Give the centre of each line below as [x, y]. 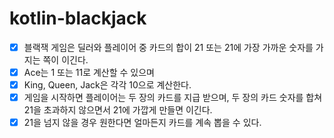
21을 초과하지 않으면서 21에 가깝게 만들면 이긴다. [118, 110]
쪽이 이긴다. [65, 60]
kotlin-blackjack [78, 18]
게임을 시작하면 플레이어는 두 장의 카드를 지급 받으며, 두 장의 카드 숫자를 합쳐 [173, 98]
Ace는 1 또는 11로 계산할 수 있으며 [89, 72]
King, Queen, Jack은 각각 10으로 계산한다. [107, 85]
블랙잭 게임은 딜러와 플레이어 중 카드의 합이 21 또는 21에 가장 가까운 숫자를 [168, 47]
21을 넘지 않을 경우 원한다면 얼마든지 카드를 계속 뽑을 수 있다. [142, 123]
